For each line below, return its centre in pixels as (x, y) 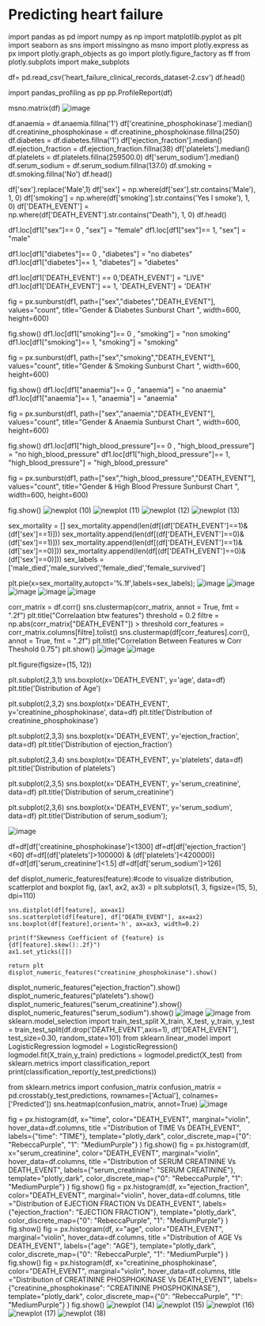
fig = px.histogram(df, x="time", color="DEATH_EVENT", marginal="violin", (129, 1119)
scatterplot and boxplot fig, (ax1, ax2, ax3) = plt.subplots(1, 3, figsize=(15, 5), (133, 887)
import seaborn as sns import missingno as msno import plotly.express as (129, 44)
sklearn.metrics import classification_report (79, 1063)
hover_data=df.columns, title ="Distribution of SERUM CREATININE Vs (122, 1161)
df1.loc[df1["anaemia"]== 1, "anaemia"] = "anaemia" (93, 398)
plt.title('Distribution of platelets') (62, 768)
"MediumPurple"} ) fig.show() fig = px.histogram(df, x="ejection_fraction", (129, 1186)
